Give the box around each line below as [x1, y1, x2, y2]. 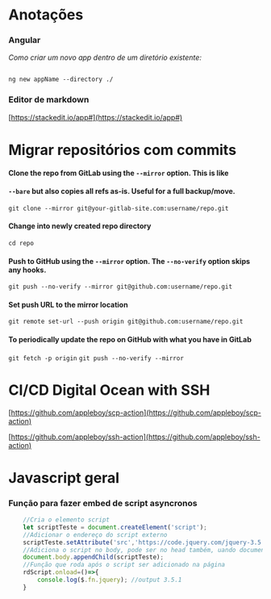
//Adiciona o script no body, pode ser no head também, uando [23, 546, 236, 554]
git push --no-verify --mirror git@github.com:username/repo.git [8, 283, 232, 291]
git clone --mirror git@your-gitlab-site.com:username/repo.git [8, 204, 229, 212]
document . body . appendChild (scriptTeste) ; [23, 553, 164, 562]
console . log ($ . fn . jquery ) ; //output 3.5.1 [37, 576, 182, 584]
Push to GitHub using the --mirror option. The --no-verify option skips [8, 256, 251, 266]
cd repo [8, 239, 35, 247]
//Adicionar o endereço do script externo [23, 530, 168, 538]
